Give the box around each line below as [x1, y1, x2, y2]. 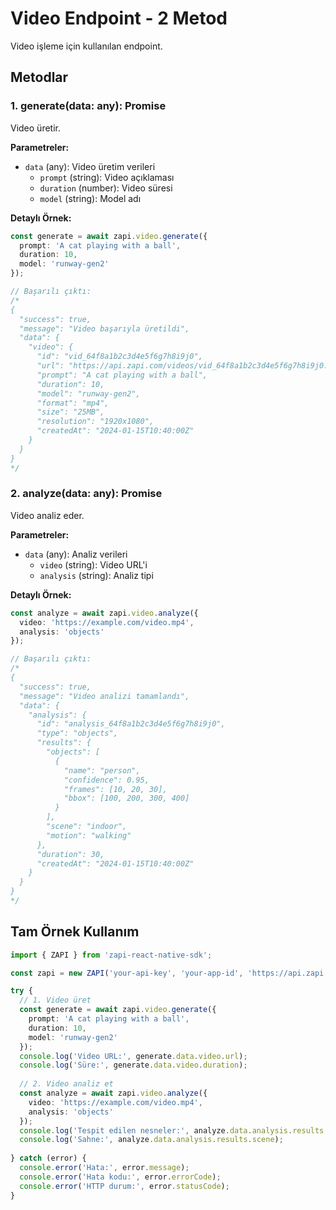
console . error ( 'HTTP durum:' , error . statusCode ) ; [19, 1181, 230, 1191]
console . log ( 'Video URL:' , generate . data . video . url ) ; [19, 1051, 248, 1061]
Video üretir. [10, 122, 61, 134]
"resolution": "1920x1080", [36, 417, 155, 427]
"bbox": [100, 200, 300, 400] [63, 793, 190, 804]
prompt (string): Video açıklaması [39, 171, 175, 183]
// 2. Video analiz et [19, 1079, 114, 1089]
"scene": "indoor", [46, 822, 128, 832]
